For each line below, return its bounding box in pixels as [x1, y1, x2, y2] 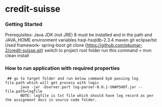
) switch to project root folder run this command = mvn [41, 47, 152, 53]
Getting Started [5, 21, 42, 28]
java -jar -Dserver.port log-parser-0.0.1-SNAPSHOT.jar [20, 85, 137, 89]
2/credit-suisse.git [5, 47, 42, 53]
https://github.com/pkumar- [86, 43, 142, 48]
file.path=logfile [5, 89, 42, 94]
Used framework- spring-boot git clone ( [5, 43, 87, 48]
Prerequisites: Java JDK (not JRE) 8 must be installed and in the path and [5, 32, 152, 38]
